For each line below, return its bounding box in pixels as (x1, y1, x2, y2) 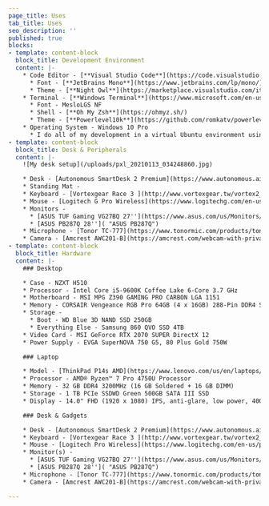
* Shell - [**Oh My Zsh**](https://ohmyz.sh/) (29, 109, 188, 117)
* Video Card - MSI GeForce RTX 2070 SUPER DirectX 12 (22, 331, 210, 339)
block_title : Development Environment (15, 57, 146, 65)
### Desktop (22, 264, 62, 272)
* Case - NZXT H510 (22, 279, 88, 287)
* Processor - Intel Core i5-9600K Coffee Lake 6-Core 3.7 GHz (22, 286, 239, 295)
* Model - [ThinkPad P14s (22, 367, 110, 375)
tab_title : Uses (8, 19, 62, 27)
